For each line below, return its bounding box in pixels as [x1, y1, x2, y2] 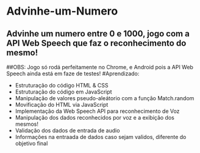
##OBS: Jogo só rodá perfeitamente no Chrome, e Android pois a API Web [6, 64, 194, 70]
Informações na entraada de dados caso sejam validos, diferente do [15, 134, 187, 140]
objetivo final [15, 140, 48, 147]
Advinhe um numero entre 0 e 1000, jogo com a [6, 29, 190, 39]
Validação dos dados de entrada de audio [15, 127, 120, 134]
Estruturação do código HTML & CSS [15, 82, 109, 89]
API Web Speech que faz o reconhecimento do [6, 38, 187, 48]
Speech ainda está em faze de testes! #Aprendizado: [6, 70, 140, 77]
